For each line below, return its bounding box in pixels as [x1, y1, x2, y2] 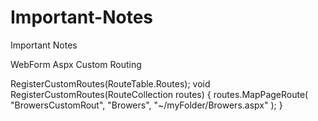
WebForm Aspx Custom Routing [10, 58, 142, 70]
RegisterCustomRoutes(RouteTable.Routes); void [10, 77, 211, 90]
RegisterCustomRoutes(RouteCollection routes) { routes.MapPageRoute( [10, 88, 309, 100]
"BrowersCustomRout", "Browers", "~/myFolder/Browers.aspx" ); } [10, 99, 283, 111]
